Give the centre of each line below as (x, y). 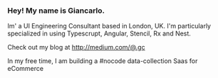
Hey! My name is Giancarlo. (56, 11)
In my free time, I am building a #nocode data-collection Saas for (103, 61)
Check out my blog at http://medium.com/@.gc (76, 48)
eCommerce (26, 69)
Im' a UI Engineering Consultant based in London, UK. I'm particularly (109, 26)
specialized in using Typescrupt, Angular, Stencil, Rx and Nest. (99, 33)
